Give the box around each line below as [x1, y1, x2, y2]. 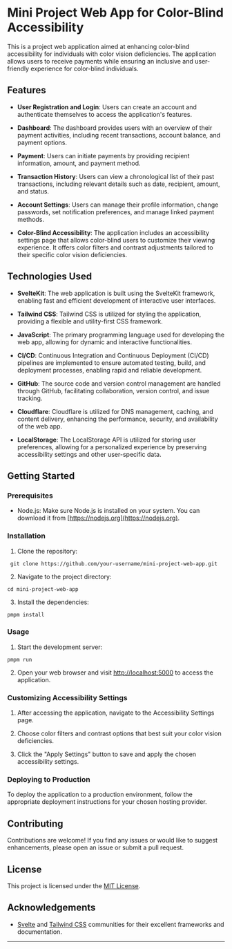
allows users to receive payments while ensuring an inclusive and [7, 57, 193, 65]
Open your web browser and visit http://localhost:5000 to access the [17, 668, 214, 677]
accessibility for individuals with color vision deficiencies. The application [7, 50, 216, 58]
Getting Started [7, 470, 75, 482]
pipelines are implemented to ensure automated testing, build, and [17, 358, 206, 367]
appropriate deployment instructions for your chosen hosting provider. [7, 798, 207, 806]
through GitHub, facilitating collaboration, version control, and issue [17, 386, 210, 395]
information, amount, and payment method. [17, 159, 141, 167]
